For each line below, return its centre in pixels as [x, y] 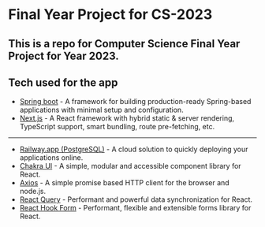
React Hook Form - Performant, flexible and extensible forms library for [135, 208]
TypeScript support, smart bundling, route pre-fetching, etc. [117, 127]
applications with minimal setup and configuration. [101, 110]
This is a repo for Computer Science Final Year [124, 44]
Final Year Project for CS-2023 [110, 15]
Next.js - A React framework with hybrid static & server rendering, [127, 118]
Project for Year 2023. [64, 56]
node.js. [33, 192]
